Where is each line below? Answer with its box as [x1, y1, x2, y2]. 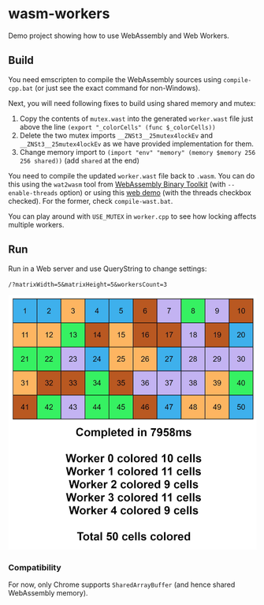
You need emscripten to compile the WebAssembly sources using [8, 74, 222, 84]
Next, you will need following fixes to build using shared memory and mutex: [8, 98, 256, 107]
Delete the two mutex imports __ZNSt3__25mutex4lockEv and [19, 130, 214, 140]
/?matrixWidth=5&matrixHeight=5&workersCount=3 [8, 280, 168, 288]
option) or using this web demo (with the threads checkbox [59, 187, 252, 197]
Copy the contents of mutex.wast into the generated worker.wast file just [19, 114, 254, 123]
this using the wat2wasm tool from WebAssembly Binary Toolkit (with [8, 179, 226, 189]
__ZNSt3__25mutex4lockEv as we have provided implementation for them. [19, 139, 254, 148]
